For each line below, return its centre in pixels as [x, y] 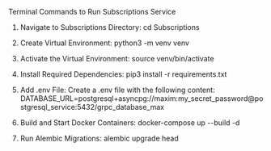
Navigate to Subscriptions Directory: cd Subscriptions [110, 27]
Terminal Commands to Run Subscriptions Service [92, 12]
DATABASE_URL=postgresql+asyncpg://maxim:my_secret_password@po [142, 99]
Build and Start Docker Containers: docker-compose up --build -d [130, 123]
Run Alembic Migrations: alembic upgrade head [100, 138]
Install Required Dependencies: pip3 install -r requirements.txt [123, 74]
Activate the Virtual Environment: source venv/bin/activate [117, 59]
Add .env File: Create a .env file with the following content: [118, 90]
